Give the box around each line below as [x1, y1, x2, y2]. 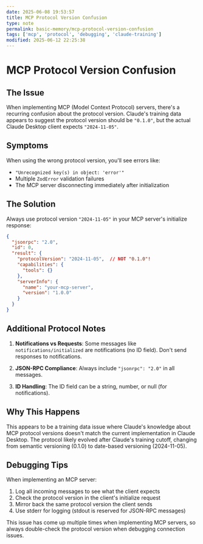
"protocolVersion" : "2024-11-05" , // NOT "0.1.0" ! [17, 256, 151, 262]
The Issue [6, 88, 44, 98]
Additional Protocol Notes [6, 323, 106, 334]
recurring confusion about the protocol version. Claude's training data [6, 110, 181, 117]
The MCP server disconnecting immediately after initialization [15, 181, 170, 188]
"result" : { [12, 250, 43, 257]
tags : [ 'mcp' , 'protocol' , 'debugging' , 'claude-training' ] [6, 32, 162, 38]
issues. [6, 532, 24, 539]
